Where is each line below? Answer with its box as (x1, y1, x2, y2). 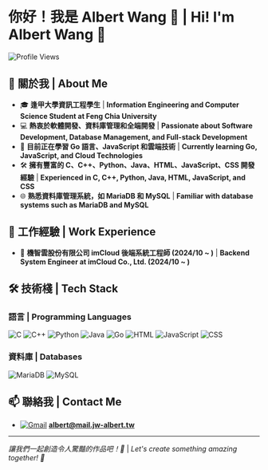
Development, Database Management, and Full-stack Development (19, 132, 248, 141)
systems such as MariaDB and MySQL (19, 199, 149, 209)
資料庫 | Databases (8, 351, 82, 362)
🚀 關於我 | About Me (8, 77, 108, 91)
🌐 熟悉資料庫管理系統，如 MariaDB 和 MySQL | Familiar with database (19, 191, 254, 200)
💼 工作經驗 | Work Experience (8, 225, 156, 239)
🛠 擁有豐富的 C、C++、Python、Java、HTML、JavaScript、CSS (19, 160, 239, 169)
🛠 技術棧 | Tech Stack (8, 282, 118, 295)
